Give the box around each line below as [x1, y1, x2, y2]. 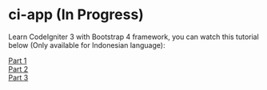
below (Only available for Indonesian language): [8, 40, 165, 49]
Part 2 [8, 64, 29, 73]
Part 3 [8, 72, 29, 82]
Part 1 [8, 56, 27, 65]
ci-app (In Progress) [8, 6, 144, 24]
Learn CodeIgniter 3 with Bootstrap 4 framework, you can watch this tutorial [8, 32, 260, 41]
